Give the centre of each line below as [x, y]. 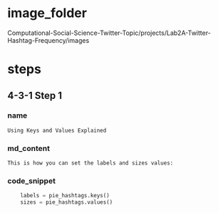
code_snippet [31, 181]
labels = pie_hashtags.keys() [65, 196]
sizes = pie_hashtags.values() [67, 202]
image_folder [47, 13]
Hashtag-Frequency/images [48, 40]
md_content [28, 148]
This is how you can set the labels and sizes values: [90, 163]
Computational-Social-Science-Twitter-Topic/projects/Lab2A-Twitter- [109, 33]
